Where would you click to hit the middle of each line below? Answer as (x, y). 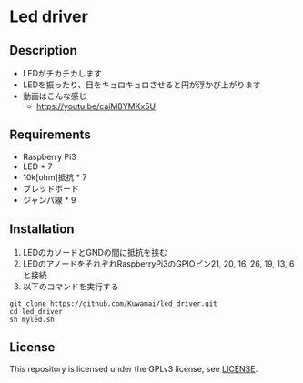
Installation (42, 229)
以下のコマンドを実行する (71, 286)
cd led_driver (36, 311)
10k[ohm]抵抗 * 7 (55, 177)
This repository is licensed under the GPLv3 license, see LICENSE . (134, 369)
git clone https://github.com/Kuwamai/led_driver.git (114, 303)
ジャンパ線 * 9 (49, 200)
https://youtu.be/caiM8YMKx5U (96, 106)
